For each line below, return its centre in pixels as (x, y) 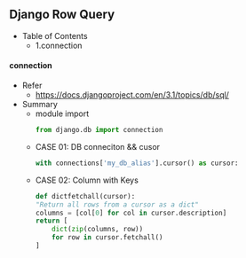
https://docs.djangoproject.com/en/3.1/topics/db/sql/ (132, 95)
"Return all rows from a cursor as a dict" (117, 204)
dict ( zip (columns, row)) (98, 230)
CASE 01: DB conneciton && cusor (98, 146)
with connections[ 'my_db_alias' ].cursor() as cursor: (137, 163)
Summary (40, 105)
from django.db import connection (99, 130)
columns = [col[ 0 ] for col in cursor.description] (131, 213)
